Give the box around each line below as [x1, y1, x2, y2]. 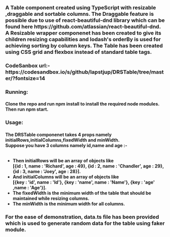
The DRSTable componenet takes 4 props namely [5, 131, 112, 138]
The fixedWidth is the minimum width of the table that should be [12, 190, 151, 196]
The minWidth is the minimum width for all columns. [12, 200, 125, 207]
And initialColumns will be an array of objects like [12, 174, 119, 180]
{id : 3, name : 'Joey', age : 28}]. [12, 168, 81, 174]
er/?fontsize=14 [5, 75, 46, 82]
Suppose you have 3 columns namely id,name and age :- [5, 142, 128, 148]
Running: [5, 88, 28, 95]
